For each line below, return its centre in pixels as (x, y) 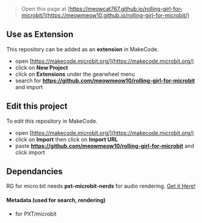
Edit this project (37, 106)
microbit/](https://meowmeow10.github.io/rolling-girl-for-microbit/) (105, 15)
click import (30, 152)
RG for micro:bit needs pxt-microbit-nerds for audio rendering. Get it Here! (101, 186)
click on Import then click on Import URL (67, 139)
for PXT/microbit (36, 214)
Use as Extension (40, 35)
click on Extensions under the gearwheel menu (75, 74)
